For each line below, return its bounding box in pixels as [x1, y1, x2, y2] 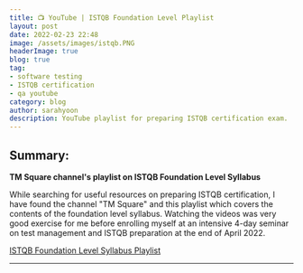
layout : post [9, 22, 59, 31]
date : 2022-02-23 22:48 [9, 30, 99, 39]
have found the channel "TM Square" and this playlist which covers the [9, 198, 273, 209]
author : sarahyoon [9, 106, 78, 115]
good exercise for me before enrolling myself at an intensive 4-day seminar [9, 218, 289, 229]
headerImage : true [9, 47, 78, 56]
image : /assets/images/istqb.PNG [9, 38, 135, 48]
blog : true [9, 55, 50, 64]
